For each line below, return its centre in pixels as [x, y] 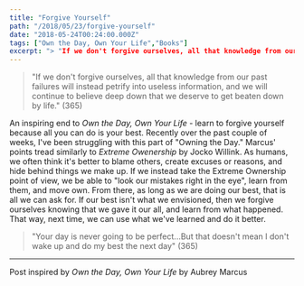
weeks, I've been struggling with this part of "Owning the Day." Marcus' [142, 143]
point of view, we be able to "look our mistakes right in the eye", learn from [148, 180]
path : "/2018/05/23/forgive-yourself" [82, 26]
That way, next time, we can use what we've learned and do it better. [138, 219]
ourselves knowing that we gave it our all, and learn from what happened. [146, 209]
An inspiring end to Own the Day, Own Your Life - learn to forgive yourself [147, 124]
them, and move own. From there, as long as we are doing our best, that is [148, 190]
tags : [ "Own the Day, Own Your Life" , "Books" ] [99, 43]
